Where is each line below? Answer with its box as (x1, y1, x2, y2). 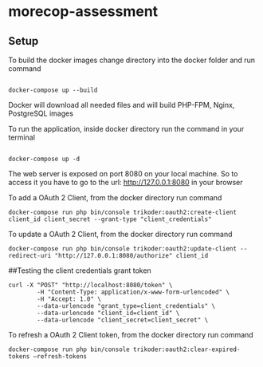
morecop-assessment (8, 2, 159, 21)
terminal (8, 132, 36, 142)
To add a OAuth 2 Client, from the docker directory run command (8, 193, 222, 202)
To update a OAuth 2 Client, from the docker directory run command (8, 230, 233, 239)
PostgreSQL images (8, 109, 74, 118)
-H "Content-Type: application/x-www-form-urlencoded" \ (37, 288, 230, 296)
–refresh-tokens (33, 353, 88, 361)
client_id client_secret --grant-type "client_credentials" (8, 215, 213, 223)
